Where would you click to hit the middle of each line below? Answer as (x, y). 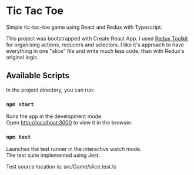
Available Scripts (38, 75)
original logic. (23, 57)
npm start (20, 104)
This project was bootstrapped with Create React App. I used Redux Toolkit (97, 38)
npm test (19, 137)
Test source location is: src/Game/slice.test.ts (61, 167)
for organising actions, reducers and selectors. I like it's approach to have (95, 45)
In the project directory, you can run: (50, 90)
